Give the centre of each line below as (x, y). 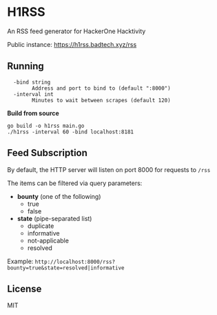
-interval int (33, 94)
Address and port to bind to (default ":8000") (101, 88)
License (24, 288)
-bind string (32, 82)
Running (26, 66)
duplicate (41, 226)
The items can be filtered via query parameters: (75, 183)
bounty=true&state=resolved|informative (66, 268)
